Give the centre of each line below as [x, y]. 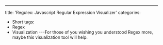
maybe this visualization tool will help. [50, 37]
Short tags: [23, 22]
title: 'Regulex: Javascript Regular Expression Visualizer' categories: [73, 12]
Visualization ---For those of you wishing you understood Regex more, [82, 32]
